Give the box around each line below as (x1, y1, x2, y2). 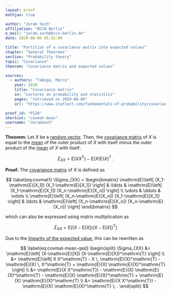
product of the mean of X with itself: (5, 145, 81, 151)
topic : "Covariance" (5, 59, 49, 64)
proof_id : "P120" (5, 111, 42, 116)
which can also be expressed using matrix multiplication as (5, 213, 129, 220)
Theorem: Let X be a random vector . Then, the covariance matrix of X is (5, 134, 157, 140)
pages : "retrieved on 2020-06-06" (14, 96, 88, 102)
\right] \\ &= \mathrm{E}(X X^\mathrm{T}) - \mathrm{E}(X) (12, 267, 134, 273)
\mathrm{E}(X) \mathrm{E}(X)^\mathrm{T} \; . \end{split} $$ (22, 283, 149, 289)
